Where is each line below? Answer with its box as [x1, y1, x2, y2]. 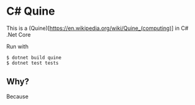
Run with [6, 43, 29, 50]
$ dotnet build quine [6, 54, 62, 60]
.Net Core [6, 31, 31, 38]
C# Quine [6, 4, 55, 18]
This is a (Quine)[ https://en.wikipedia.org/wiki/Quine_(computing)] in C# [6, 24, 189, 32]
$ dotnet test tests [6, 60, 59, 66]
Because [6, 93, 29, 100]
